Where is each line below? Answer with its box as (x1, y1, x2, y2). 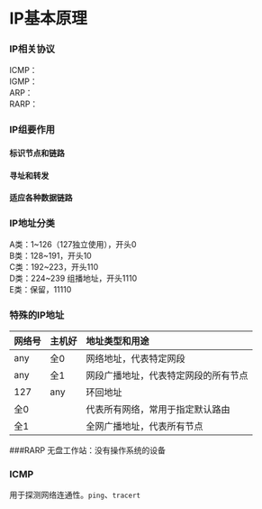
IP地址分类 (9, 217, 56, 230)
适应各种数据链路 (9, 192, 73, 203)
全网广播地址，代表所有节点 (86, 420, 204, 432)
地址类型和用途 (86, 335, 150, 347)
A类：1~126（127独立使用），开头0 (9, 239, 137, 250)
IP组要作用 (9, 124, 56, 136)
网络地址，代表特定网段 (86, 352, 186, 365)
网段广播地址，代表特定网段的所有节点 (86, 369, 249, 382)
